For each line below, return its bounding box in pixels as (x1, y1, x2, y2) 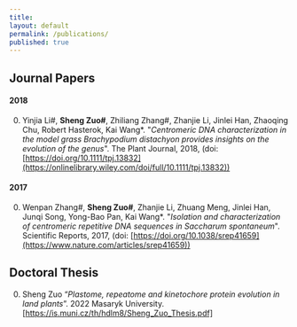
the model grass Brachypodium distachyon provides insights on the (21, 134, 270, 144)
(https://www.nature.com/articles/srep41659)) (21, 240, 191, 251)
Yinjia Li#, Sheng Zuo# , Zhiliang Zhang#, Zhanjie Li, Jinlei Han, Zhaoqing (21, 114, 289, 125)
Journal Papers (9, 70, 96, 85)
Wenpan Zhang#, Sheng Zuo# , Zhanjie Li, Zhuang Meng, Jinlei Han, (21, 202, 271, 213)
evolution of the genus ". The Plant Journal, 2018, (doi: (21, 143, 219, 153)
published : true (9, 37, 69, 47)
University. (125, 298, 165, 308)
